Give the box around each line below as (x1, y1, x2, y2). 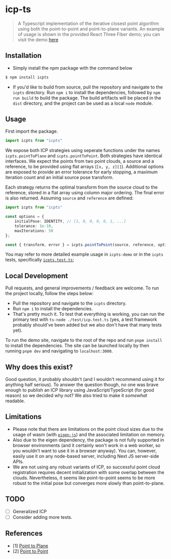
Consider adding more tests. (12, 514, 73, 520)
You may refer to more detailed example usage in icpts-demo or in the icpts (5, 251, 164, 257)
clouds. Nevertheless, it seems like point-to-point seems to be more (12, 475, 155, 481)
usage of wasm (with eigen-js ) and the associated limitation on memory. (12, 431, 165, 437)
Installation (5, 51, 42, 60)
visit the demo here (17, 37, 59, 43)
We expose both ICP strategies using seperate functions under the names (5, 148, 160, 154)
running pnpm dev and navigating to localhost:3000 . (5, 348, 113, 354)
